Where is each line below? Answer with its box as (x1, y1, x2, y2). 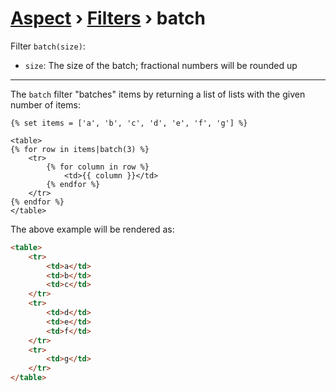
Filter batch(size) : (10, 40, 86, 52)
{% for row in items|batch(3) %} (10, 144, 150, 154)
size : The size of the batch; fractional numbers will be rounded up (24, 59, 298, 71)
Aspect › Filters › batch (10, 7, 206, 30)
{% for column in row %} (46, 162, 150, 172)
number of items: (10, 98, 81, 111)
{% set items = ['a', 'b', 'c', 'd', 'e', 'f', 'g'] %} (10, 118, 248, 128)
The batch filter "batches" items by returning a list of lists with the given (10, 88, 306, 100)
